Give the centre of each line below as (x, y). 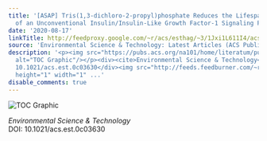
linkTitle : (26, 38)
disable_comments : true (48, 82)
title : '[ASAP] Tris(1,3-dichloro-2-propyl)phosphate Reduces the (120, 16)
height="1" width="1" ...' (60, 75)
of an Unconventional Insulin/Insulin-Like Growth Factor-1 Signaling (135, 23)
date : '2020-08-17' (41, 30)
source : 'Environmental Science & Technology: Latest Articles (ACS (124, 45)
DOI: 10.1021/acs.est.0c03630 (57, 129)
